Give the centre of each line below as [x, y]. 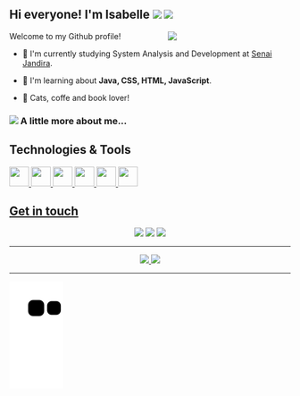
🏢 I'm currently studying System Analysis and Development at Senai [147, 54]
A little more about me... [74, 121]
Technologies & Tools [70, 150]
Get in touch [44, 211]
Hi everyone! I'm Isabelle [79, 15]
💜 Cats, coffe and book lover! [75, 97]
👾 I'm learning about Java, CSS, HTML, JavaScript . [117, 80]
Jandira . [37, 63]
